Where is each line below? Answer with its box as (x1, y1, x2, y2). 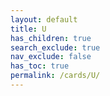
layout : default (10, 14, 78, 25)
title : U (10, 24, 47, 34)
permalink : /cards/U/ (10, 71, 101, 81)
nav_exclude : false (10, 52, 92, 62)
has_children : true (10, 33, 92, 43)
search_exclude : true (10, 42, 101, 53)
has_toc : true (10, 61, 70, 71)
